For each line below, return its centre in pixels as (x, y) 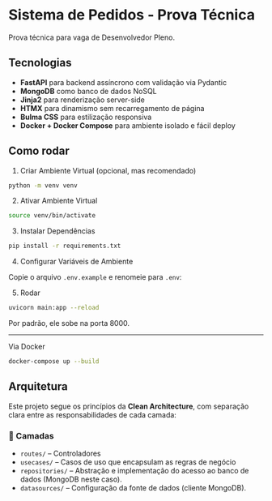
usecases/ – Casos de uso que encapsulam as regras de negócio (128, 462)
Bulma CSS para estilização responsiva (86, 117)
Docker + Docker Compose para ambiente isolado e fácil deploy (128, 125)
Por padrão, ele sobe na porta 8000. (69, 323)
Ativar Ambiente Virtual (59, 201)
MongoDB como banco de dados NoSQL (88, 91)
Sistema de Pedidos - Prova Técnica (132, 15)
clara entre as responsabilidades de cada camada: (92, 414)
